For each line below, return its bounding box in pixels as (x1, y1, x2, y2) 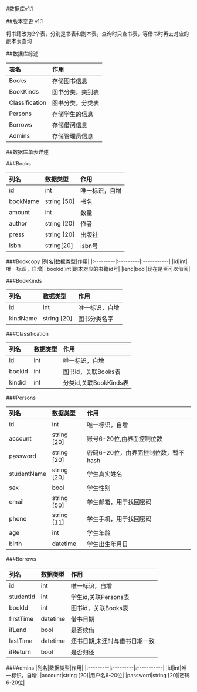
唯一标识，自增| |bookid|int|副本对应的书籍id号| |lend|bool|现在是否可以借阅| (6, 266, 191, 272)
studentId (9, 592, 36, 601)
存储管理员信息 (52, 132, 94, 140)
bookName (9, 197, 40, 205)
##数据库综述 (6, 50, 39, 57)
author (9, 220, 28, 227)
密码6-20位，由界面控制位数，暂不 (87, 449, 185, 456)
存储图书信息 (52, 77, 88, 85)
